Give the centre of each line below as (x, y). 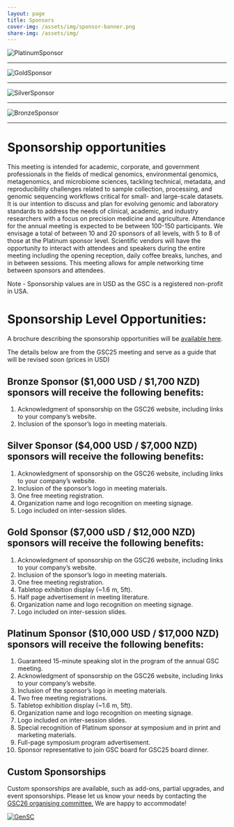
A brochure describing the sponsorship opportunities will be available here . (115, 339)
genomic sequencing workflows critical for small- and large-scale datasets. (116, 196)
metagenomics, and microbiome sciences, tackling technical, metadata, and (116, 182)
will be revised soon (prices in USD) (58, 360)
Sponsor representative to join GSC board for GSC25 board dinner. (113, 750)
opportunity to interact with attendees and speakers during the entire (106, 249)
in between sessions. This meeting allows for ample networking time (106, 263)
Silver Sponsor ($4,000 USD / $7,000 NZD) (102, 446)
